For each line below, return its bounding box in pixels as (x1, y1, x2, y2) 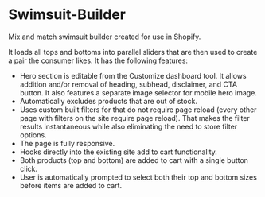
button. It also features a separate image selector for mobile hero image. (19, 87, 257, 97)
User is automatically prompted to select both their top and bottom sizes (19, 172, 257, 182)
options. (19, 129, 47, 140)
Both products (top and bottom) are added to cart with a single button (19, 155, 249, 164)
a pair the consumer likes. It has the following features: (8, 56, 189, 65)
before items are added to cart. (19, 180, 122, 190)
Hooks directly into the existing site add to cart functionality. (19, 147, 217, 156)
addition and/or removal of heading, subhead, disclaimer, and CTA (19, 79, 237, 89)
